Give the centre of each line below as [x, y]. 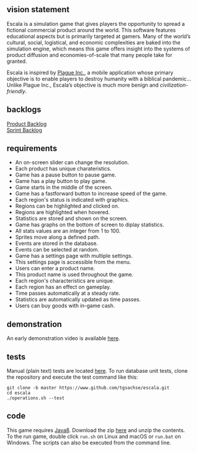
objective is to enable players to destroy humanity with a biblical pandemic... [99, 79]
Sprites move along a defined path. [57, 237]
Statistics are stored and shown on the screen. [71, 219]
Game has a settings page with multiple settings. [74, 256]
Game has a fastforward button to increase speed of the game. [91, 193]
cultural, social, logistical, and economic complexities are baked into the [94, 42]
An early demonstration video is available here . [63, 338]
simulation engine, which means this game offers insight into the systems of [98, 49]
